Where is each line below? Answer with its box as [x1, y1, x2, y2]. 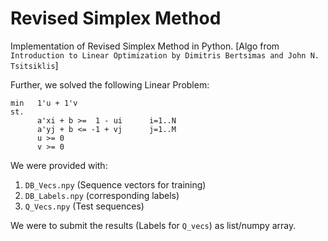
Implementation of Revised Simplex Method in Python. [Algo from [10, 40, 280, 52]
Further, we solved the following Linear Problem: [10, 78, 210, 91]
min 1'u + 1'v [10, 98, 78, 108]
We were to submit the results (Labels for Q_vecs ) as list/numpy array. [10, 219, 297, 231]
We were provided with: [10, 159, 108, 171]
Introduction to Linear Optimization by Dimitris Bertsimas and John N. [10, 50, 320, 61]
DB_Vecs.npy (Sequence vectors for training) [24, 178, 207, 191]
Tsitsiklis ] [10, 59, 59, 71]
